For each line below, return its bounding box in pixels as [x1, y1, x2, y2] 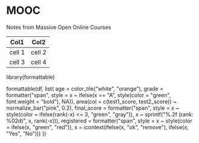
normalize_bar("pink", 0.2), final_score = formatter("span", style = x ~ [6, 104, 180, 112]
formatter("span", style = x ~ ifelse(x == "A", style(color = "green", [6, 91, 171, 98]
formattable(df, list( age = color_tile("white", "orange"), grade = [6, 85, 164, 92]
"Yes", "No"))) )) [6, 130, 47, 137]
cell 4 [30, 58, 47, 66]
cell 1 [9, 48, 25, 56]
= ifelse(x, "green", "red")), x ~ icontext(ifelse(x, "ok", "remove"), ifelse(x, [6, 123, 189, 130]
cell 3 [9, 58, 25, 66]
